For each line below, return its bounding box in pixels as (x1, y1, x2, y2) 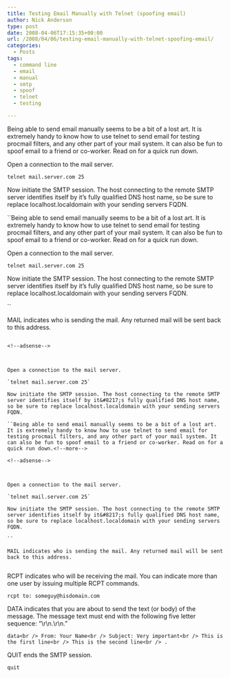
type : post (7, 23, 39, 30)
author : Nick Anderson (7, 17, 72, 23)
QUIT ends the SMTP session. (7, 650, 93, 659)
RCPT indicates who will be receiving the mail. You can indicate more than (7, 572, 218, 580)
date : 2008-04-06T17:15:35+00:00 (7, 29, 103, 37)
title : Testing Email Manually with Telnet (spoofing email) (7, 10, 187, 17)
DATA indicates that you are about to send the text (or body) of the (7, 604, 196, 612)
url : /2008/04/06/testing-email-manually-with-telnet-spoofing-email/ (7, 36, 214, 43)
